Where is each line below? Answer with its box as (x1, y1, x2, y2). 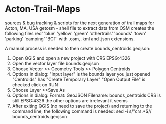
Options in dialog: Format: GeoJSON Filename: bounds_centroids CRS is (12, 92, 161, 98)
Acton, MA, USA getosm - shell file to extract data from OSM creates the (5, 25, 155, 31)
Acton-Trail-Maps (5, 3, 81, 15)
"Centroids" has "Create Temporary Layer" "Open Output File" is (12, 76, 146, 82)
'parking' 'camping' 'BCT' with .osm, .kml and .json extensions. (5, 36, 135, 42)
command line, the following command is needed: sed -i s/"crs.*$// (12, 108, 152, 114)
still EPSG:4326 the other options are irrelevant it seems (12, 97, 128, 103)
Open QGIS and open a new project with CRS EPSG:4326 (12, 55, 131, 61)
